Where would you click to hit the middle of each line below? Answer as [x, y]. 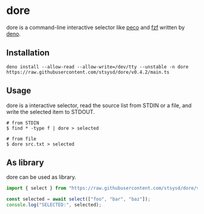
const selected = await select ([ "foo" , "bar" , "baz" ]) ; [78, 199]
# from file [21, 139]
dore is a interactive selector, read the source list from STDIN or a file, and [99, 105]
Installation [28, 53]
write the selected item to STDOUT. [51, 112]
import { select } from [36, 189]
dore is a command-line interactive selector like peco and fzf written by [96, 27]
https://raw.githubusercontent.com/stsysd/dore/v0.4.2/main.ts [88, 72]
